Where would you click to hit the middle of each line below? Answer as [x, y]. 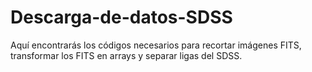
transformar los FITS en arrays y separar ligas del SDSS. [126, 55]
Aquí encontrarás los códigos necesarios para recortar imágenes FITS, [156, 45]
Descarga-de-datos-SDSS [121, 17]
